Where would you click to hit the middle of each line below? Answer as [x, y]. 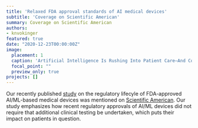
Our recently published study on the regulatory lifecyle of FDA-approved [94, 94]
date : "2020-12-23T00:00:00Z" [43, 45]
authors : [17, 28]
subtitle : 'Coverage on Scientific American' [63, 17]
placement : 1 [27, 55]
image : [14, 50]
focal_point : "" [31, 66]
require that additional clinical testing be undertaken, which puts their [90, 113]
